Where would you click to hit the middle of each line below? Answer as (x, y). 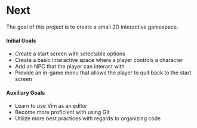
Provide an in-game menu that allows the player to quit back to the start (103, 73)
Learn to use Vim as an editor (51, 106)
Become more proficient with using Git (62, 112)
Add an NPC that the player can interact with (70, 67)
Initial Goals (21, 40)
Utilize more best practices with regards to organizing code (88, 118)
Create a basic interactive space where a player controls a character (99, 60)
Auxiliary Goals (26, 92)
